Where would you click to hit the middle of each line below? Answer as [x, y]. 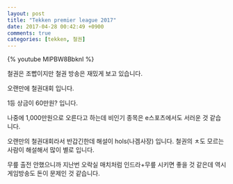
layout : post [26, 14]
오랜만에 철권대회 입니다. [41, 88]
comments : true [29, 33]
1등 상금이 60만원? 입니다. [43, 103]
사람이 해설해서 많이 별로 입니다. [51, 150]
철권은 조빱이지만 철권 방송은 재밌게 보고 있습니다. [75, 74]
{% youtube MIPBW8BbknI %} [51, 59]
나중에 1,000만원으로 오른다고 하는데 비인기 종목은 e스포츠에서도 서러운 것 [108, 118]
